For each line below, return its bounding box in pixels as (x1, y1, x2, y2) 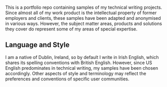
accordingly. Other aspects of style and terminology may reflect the (5, 70, 147, 76)
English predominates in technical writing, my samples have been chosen (5, 65, 158, 71)
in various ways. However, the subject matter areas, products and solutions (5, 20, 162, 26)
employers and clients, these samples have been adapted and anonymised (5, 15, 161, 21)
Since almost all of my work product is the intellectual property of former (5, 10, 157, 16)
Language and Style (5, 41, 70, 49)
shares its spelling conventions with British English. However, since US (5, 60, 152, 66)
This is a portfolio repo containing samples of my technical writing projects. (5, 5, 162, 10)
